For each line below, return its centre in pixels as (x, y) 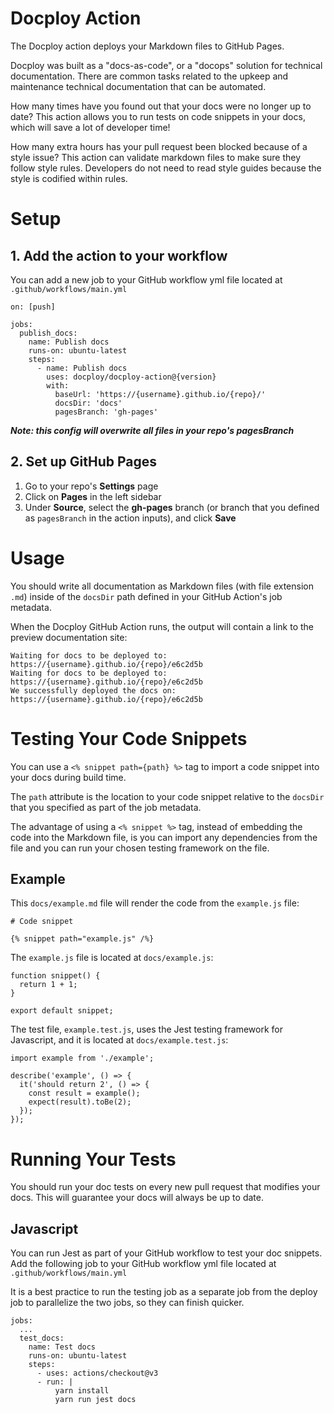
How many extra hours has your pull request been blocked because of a (159, 146)
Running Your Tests (93, 1159)
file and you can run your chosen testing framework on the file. (140, 848)
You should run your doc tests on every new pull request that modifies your (165, 1187)
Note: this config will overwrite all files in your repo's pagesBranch (152, 430)
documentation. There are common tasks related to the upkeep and (149, 76)
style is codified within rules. (69, 178)
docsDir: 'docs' (88, 403)
